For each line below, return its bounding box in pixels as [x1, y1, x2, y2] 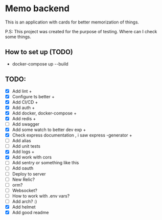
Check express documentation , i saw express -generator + [12, 132, 133, 138]
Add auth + [12, 105, 35, 110]
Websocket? [12, 187, 38, 193]
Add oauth [12, 165, 34, 171]
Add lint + [12, 88, 32, 94]
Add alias [12, 138, 31, 144]
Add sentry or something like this [12, 160, 79, 166]
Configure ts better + [12, 93, 55, 99]
